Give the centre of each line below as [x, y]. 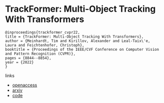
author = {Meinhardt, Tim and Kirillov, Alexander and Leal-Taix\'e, [78, 41]
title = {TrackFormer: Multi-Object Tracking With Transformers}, [74, 37]
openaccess [25, 85]
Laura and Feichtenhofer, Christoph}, [45, 45]
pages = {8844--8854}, [28, 58]
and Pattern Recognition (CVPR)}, [41, 54]
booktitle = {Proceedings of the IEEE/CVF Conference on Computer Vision [82, 49]
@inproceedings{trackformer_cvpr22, [42, 32]
